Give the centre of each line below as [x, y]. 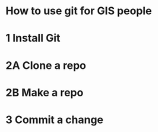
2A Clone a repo [46, 65]
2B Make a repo [45, 92]
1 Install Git [33, 38]
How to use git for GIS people [79, 11]
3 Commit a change [55, 120]
